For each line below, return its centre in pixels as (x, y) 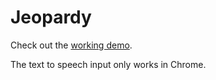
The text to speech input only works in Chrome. (108, 64)
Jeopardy (51, 17)
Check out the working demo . (71, 45)
